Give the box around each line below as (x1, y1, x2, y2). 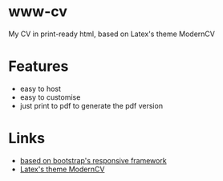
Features (8, 57, 69, 76)
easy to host (19, 84, 62, 93)
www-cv (8, 2, 68, 21)
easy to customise (19, 92, 81, 102)
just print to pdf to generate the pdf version (19, 101, 163, 110)
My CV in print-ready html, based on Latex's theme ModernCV (8, 29, 215, 39)
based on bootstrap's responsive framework (19, 155, 167, 165)
